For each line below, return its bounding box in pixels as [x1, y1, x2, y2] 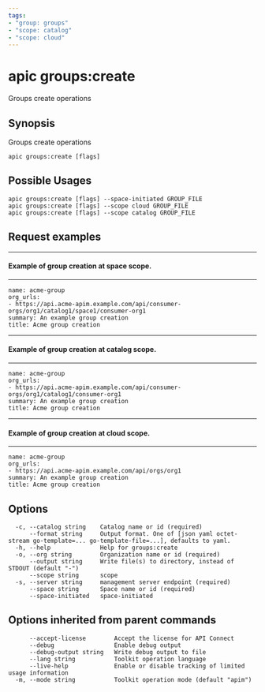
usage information [8, 668, 69, 677]
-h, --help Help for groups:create [15, 544, 178, 552]
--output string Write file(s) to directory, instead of [28, 558, 235, 566]
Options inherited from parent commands [8, 613, 217, 627]
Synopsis [8, 116, 55, 130]
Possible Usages [8, 174, 92, 188]
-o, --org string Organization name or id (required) [15, 551, 221, 559]
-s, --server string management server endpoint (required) [15, 578, 231, 586]
